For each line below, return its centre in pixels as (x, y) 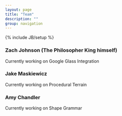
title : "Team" (20, 14)
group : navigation (24, 23)
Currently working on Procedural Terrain (46, 84)
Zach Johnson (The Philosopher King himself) (61, 50)
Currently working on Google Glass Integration (52, 61)
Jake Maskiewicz (26, 74)
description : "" (22, 19)
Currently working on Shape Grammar (44, 108)
